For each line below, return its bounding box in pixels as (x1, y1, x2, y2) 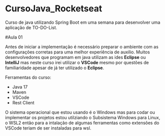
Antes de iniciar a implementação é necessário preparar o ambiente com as (5, 44, 159, 49)
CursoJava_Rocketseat (5, 3, 102, 14)
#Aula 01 (5, 34, 23, 40)
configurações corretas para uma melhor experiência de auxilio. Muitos (5, 49, 150, 55)
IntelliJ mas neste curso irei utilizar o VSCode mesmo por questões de (5, 59, 149, 65)
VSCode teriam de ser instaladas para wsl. (5, 125, 92, 131)
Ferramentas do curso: (5, 74, 52, 80)
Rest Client (12, 99, 34, 105)
